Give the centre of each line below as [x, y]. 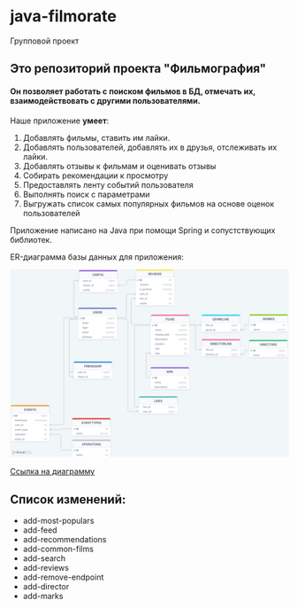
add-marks [43, 596]
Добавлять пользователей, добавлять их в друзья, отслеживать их [150, 147]
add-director [46, 586]
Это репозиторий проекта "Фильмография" [138, 69]
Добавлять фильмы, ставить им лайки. [96, 137]
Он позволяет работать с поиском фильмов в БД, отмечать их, [133, 91]
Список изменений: [68, 499]
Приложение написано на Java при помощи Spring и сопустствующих [143, 230]
